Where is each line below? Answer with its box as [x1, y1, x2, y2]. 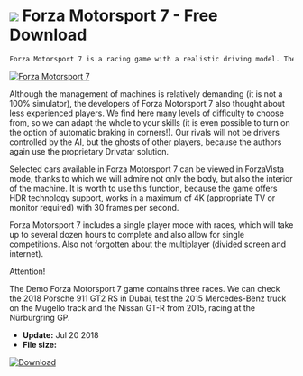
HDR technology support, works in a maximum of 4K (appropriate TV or [9, 192, 276, 203]
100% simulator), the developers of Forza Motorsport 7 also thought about [9, 98, 286, 108]
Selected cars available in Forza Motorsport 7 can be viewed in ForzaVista [9, 164, 285, 174]
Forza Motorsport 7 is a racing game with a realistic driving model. [9, 54, 280, 63]
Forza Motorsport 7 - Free [22, 5, 218, 26]
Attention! [9, 266, 46, 277]
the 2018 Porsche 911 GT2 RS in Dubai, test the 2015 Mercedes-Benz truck [9, 293, 287, 304]
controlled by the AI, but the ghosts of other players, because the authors [9, 136, 282, 147]
